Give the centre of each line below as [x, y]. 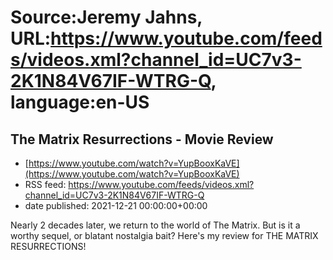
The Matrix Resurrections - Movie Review [142, 139]
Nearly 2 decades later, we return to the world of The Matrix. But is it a [155, 225]
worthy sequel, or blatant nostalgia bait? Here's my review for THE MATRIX [164, 235]
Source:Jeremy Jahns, [106, 17]
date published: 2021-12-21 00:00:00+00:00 [116, 205]
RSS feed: [45, 184]
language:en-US [80, 102]
